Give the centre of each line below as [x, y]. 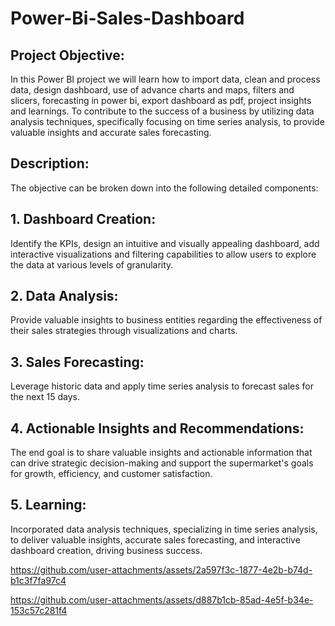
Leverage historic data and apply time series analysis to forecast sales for [162, 386]
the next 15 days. [45, 397]
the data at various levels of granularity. [92, 264]
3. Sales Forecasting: [77, 362]
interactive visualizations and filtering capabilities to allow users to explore [163, 254]
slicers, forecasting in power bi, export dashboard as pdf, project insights [161, 100]
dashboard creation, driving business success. [106, 550]
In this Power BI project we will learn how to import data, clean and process [165, 79]
